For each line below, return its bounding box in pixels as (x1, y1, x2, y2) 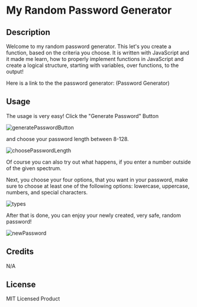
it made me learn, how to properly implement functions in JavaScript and (6, 56, 184, 62)
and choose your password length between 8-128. (6, 135, 129, 142)
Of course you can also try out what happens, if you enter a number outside (6, 158, 191, 165)
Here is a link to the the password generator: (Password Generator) (6, 79, 170, 87)
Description (6, 27, 50, 37)
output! (6, 68, 24, 75)
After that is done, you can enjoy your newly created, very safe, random (6, 212, 182, 219)
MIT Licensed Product (6, 295, 60, 302)
